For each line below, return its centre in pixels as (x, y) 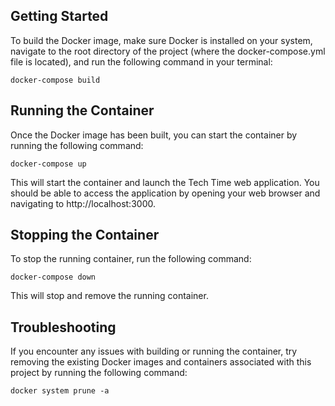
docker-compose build (55, 80)
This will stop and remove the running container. (109, 296)
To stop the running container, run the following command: (131, 259)
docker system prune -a (60, 391)
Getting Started (59, 16)
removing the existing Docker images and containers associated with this (161, 362)
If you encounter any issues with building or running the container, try (154, 351)
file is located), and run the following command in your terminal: (141, 61)
